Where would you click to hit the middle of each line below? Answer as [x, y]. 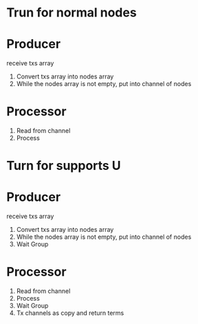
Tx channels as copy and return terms [70, 313]
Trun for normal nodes [71, 13]
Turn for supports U [64, 166]
